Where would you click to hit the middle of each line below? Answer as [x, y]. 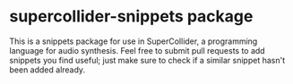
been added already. [47, 70]
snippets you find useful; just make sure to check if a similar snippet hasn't [147, 60]
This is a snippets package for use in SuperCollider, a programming [134, 41]
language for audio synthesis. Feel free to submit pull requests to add [138, 50]
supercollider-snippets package [131, 17]
